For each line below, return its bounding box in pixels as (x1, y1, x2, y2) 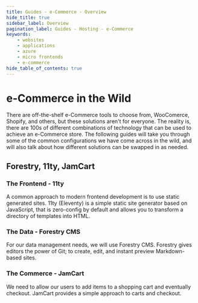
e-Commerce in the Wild (6, 92, 132, 105)
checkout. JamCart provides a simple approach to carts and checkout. (6, 289, 182, 297)
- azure (17, 48, 36, 55)
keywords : (6, 32, 31, 38)
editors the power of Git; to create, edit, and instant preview (6, 248, 155, 255)
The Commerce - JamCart (6, 269, 85, 278)
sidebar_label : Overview (6, 20, 69, 26)
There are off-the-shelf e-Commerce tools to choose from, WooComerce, (6, 112, 190, 119)
